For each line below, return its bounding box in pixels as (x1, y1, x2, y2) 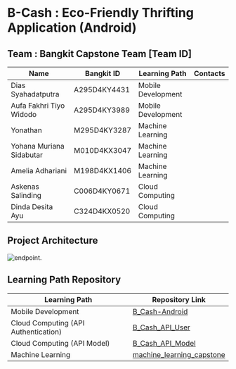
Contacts (194, 69, 225, 78)
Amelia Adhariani (11, 166, 67, 175)
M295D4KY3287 (73, 125, 132, 135)
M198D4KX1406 (73, 166, 132, 175)
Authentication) (11, 327, 62, 337)
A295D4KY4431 (73, 85, 130, 94)
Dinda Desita (11, 202, 53, 211)
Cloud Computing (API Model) (11, 338, 110, 348)
